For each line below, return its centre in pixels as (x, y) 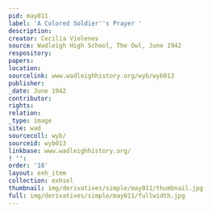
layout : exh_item (37, 173)
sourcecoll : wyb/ (37, 135)
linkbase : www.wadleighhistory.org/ (70, 151)
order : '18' (28, 166)
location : (25, 69)
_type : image (30, 121)
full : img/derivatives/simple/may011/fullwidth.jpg (97, 195)
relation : (25, 114)
